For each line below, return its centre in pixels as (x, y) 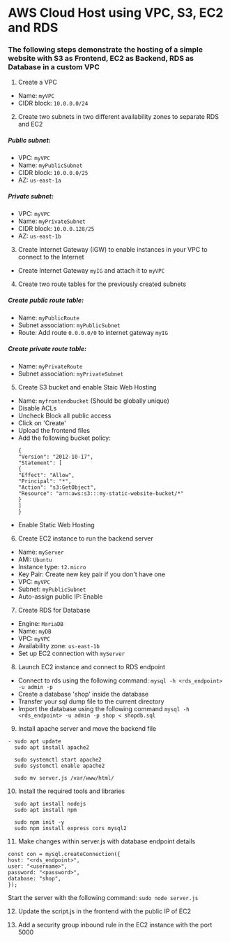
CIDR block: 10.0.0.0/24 (53, 104)
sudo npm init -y (39, 822)
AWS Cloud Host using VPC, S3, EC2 (116, 13)
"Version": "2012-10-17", (55, 457)
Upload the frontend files (54, 431)
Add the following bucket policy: (64, 438)
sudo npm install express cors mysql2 (71, 829)
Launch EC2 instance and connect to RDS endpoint (92, 667)
